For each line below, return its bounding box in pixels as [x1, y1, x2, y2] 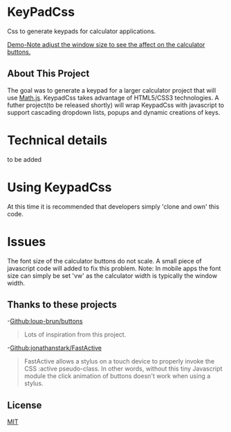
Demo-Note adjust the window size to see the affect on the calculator [7, 40, 205, 48]
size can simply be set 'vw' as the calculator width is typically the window [7, 271, 218, 280]
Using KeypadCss [7, 179, 112, 195]
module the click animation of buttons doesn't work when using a [24, 372, 211, 380]
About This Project [7, 68, 90, 79]
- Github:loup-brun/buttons [7, 317, 83, 326]
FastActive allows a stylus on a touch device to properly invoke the [24, 357, 215, 366]
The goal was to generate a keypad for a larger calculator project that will [7, 86, 216, 94]
